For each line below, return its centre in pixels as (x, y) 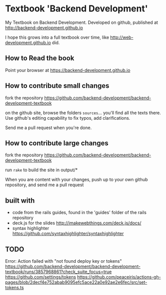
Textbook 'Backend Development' (77, 9)
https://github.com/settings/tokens (41, 277)
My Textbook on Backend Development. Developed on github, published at (82, 22)
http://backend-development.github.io (44, 27)
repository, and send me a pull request (45, 185)
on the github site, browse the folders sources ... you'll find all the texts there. (83, 113)
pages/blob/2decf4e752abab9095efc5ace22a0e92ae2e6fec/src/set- (76, 282)
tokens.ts (14, 288)
